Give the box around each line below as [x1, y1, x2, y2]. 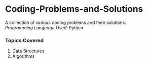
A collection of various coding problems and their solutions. [5, 20, 127, 25]
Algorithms [12, 53, 35, 59]
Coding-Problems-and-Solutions [5, 3, 143, 15]
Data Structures [12, 48, 44, 54]
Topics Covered [5, 37, 44, 43]
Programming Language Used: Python [5, 24, 84, 30]
